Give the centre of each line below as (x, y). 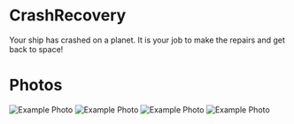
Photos (36, 85)
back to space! (36, 49)
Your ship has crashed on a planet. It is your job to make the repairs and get (147, 40)
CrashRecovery (68, 15)
